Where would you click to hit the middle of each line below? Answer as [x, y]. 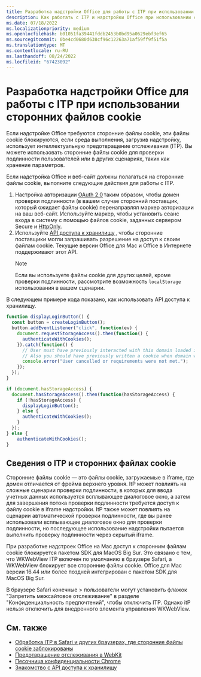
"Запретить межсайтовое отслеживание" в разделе [73, 596]
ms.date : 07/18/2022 [32, 23]
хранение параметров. [36, 165]
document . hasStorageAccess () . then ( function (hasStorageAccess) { [93, 394]
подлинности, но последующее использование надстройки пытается [95, 529]
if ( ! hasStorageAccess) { [49, 400]
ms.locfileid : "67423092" [38, 62]
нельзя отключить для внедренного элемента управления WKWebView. [98, 609]
